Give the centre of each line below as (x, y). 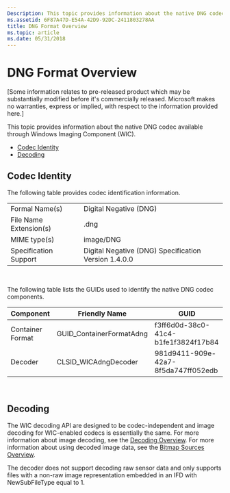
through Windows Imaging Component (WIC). (72, 134)
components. (26, 296)
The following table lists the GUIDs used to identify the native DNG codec (111, 289)
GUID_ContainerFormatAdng (102, 333)
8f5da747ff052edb (186, 370)
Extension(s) (31, 228)
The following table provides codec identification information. (94, 192)
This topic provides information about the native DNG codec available (105, 127)
